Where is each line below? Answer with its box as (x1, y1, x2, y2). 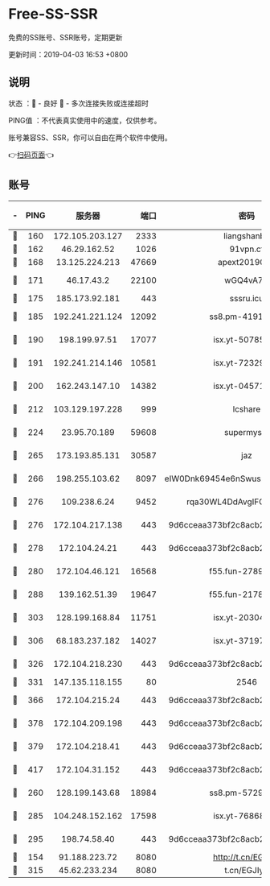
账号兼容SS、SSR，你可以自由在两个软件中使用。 (8, 132, 172, 142)
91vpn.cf (229, 243, 264, 255)
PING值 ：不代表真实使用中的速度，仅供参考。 (8, 115, 162, 125)
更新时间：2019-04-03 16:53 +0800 (8, 49, 129, 59)
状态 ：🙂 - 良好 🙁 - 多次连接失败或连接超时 (8, 98, 149, 108)
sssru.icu (229, 292, 264, 304)
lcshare (232, 404, 261, 415)
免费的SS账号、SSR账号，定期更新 (8, 32, 123, 42)
